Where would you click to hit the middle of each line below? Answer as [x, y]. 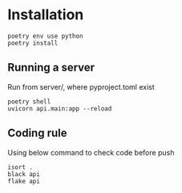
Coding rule [37, 133]
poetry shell [29, 102]
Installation [46, 15]
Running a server [51, 68]
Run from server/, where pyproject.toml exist [81, 86]
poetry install [33, 43]
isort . [20, 167]
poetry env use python [45, 36]
